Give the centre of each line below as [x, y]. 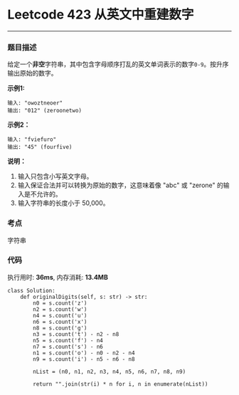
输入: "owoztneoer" [35, 103]
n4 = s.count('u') [60, 315]
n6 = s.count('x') [60, 322]
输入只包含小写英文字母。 [55, 177]
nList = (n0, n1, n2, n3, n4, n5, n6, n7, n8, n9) [110, 372]
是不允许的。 [43, 194]
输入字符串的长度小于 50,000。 [63, 203]
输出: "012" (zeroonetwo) [44, 111]
